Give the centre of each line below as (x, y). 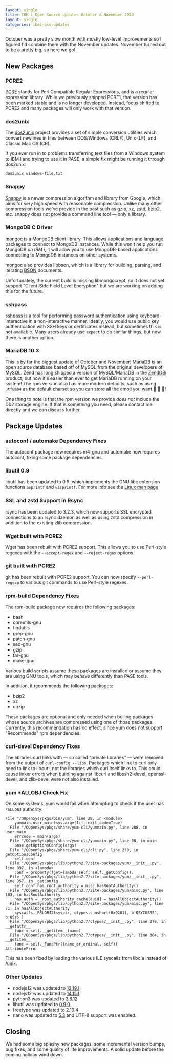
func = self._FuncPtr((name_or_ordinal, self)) (66, 944)
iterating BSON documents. (34, 270)
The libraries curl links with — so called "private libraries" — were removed (84, 757)
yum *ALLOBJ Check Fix (37, 792)
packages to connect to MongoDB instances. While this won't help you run (84, 244)
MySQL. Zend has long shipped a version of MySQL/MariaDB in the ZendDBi (86, 373)
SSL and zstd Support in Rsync (44, 501)
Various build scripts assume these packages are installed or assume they (83, 671)
